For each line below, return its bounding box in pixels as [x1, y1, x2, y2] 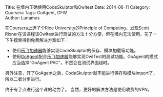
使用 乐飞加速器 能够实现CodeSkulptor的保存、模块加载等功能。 [12, 48, 139, 53]
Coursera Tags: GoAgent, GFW [5, 10, 67, 16]
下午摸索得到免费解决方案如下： [5, 37, 69, 43]
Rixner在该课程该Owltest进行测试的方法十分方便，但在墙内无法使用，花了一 [5, 31, 158, 37]
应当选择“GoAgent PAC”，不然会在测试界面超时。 [12, 60, 112, 65]
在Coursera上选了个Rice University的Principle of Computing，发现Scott [5, 25, 150, 31]
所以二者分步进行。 [5, 76, 44, 82]
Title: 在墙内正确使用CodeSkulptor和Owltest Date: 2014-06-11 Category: [5, 4, 150, 10]
